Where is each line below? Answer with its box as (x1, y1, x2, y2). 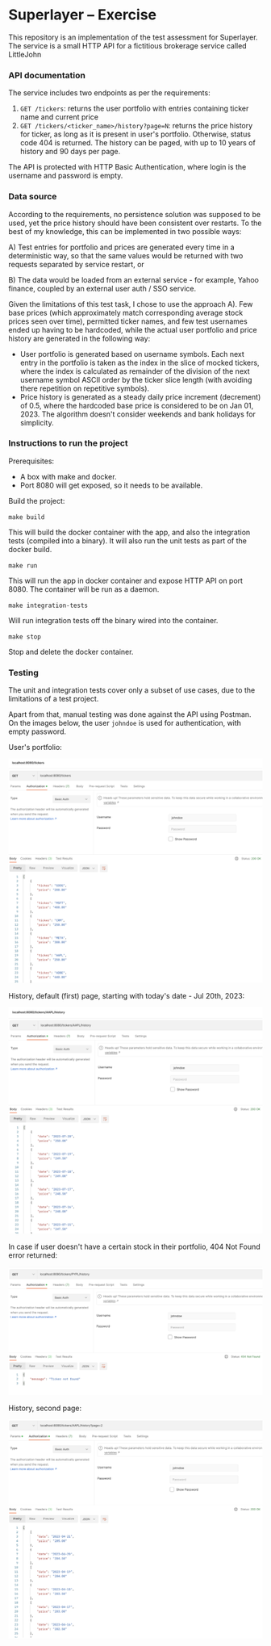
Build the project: (8, 496, 65, 505)
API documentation (8, 69, 86, 81)
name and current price (19, 112, 99, 122)
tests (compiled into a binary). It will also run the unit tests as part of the (8, 535, 248, 546)
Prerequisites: (8, 456, 55, 466)
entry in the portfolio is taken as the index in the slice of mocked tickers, (19, 358, 260, 367)
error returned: (8, 1250, 58, 1260)
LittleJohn (8, 49, 42, 59)
